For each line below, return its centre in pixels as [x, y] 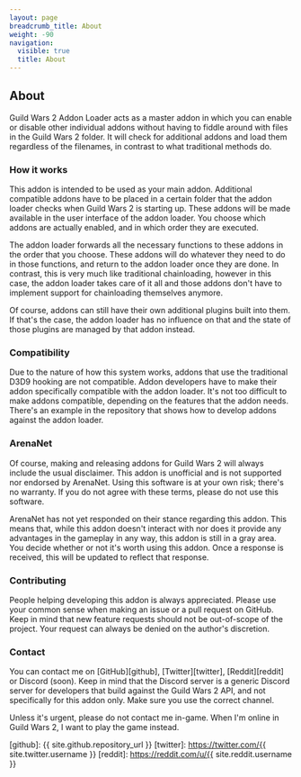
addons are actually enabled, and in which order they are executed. [134, 228]
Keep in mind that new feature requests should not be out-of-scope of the [146, 619]
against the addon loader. [57, 420]
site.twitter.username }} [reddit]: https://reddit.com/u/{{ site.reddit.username [150, 754]
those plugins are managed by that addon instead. [102, 330]
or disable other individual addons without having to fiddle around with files [149, 127]
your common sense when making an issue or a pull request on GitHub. [142, 610]
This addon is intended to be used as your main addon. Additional [131, 189]
